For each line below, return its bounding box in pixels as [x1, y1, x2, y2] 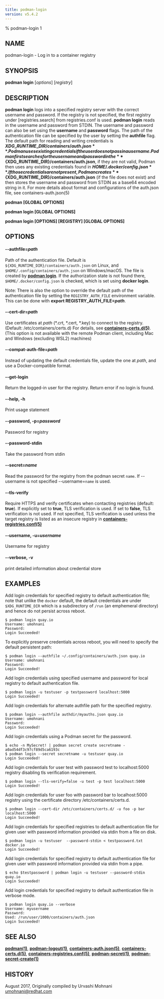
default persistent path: [5, 644, 52, 650]
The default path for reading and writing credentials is [5, 138, 114, 143]
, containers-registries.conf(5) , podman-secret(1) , [26, 951, 131, 957]
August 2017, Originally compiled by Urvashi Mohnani [5, 983, 112, 989]
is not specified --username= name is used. [26, 478, 111, 484]
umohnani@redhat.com [5, 988, 52, 994]
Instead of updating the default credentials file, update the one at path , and [5, 357, 156, 363]
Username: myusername [5, 906, 49, 911]
